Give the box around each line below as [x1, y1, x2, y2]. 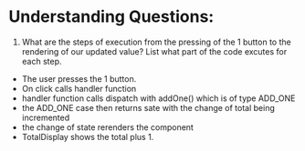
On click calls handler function [21, 83, 137, 94]
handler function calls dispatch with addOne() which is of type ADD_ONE [21, 93, 296, 104]
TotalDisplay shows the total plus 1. [21, 131, 154, 142]
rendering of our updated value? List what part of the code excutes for [21, 45, 288, 56]
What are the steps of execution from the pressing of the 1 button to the [21, 36, 291, 47]
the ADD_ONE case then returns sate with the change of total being [21, 102, 276, 113]
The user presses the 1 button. [21, 73, 137, 84]
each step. [21, 55, 62, 66]
